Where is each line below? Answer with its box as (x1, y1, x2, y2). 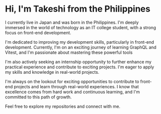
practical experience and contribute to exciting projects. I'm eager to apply (5, 64, 154, 70)
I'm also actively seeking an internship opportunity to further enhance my (5, 59, 152, 65)
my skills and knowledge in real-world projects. (5, 69, 99, 75)
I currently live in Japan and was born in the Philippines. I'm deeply (5, 19, 139, 25)
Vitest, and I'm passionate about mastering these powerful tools (5, 49, 133, 55)
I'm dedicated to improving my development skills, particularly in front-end (5, 39, 154, 45)
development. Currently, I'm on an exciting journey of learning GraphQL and (5, 44, 157, 50)
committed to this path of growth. (5, 94, 72, 100)
